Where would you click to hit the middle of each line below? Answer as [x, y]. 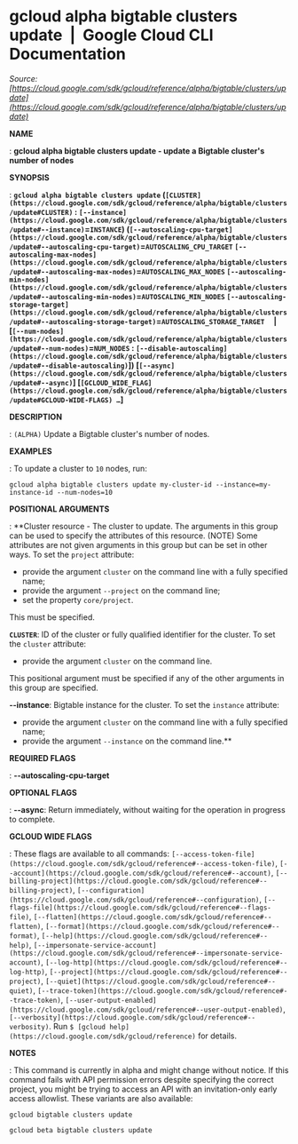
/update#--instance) [47, 230]
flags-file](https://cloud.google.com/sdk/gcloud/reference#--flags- [141, 908]
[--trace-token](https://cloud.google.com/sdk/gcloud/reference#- [162, 991]
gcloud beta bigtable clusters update [81, 1130]
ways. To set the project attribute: [72, 554]
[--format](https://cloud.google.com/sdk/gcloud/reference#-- [163, 926]
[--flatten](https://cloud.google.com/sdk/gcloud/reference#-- [153, 917]
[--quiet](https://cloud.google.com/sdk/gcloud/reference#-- [161, 981]
